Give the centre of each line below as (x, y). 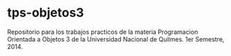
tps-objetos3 (46, 13)
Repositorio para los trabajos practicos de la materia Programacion (103, 32)
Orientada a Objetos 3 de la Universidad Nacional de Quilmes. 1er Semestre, (116, 39)
